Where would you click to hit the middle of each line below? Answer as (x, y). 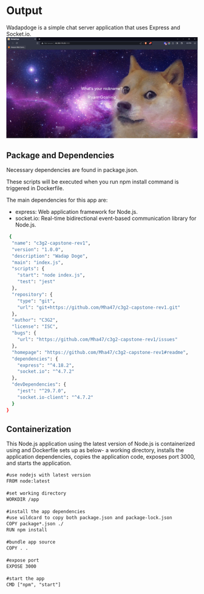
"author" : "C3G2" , (35, 320)
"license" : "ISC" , (35, 327)
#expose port (23, 560)
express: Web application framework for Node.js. (76, 212)
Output (24, 11)
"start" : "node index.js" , (51, 275)
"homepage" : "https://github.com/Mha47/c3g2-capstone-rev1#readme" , (100, 352)
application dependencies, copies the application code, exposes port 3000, (101, 457)
